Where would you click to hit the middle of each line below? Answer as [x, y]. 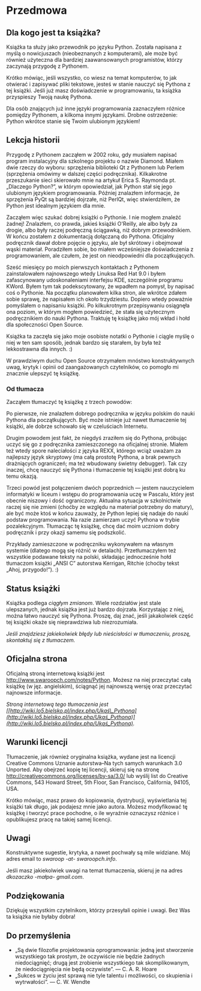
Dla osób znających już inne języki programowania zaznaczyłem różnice [96, 108]
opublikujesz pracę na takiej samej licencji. [59, 819]
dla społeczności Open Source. [45, 324]
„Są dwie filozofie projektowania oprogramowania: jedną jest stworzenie [104, 950]
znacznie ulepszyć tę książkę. [43, 373]
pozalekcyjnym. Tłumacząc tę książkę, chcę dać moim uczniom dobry [93, 526]
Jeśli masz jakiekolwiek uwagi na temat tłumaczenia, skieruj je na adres [94, 870]
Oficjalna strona [37, 659]
